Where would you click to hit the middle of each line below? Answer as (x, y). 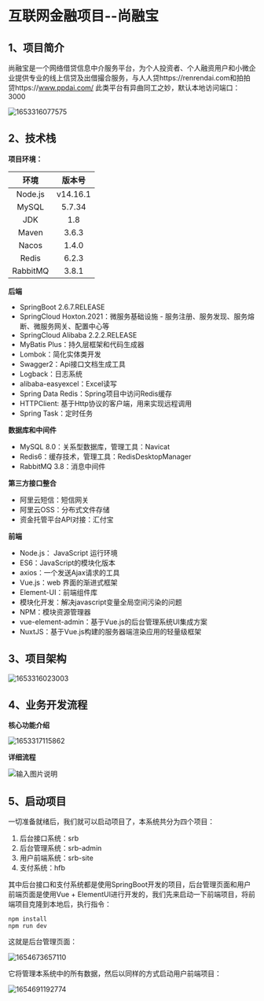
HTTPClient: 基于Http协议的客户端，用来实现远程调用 (106, 403)
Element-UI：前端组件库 (59, 592)
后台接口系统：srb (49, 838)
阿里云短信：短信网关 (54, 500)
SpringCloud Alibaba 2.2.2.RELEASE (78, 334)
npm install (27, 919)
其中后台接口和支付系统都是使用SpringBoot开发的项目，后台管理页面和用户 (130, 885)
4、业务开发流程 (48, 705)
